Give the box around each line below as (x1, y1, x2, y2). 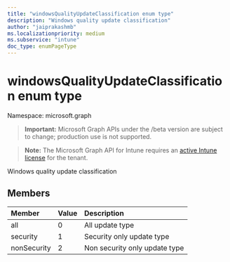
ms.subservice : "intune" (7, 37, 80, 44)
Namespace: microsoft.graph (7, 111, 92, 119)
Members (7, 188, 50, 199)
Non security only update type (83, 243, 184, 253)
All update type (83, 220, 135, 230)
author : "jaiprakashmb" (7, 23, 77, 30)
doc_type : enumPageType (7, 43, 77, 50)
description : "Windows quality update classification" (7, 17, 171, 24)
